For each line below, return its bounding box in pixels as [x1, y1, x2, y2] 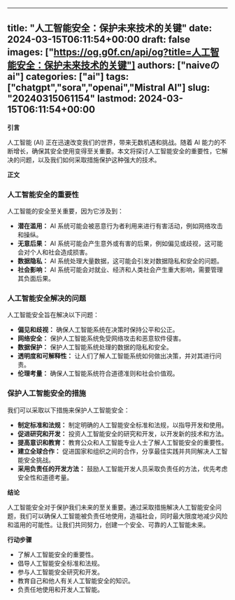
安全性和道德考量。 [17, 473, 73, 482]
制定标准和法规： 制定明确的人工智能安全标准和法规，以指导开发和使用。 [17, 421, 228, 429]
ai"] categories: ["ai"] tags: [7, 71, 129, 83]
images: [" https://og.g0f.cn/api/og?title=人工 [7, 46, 211, 58]
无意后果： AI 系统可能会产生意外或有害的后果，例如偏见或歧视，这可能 [17, 239, 224, 248]
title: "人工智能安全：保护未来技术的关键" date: [7, 22, 212, 34]
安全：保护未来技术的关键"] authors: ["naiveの [16, 60, 220, 71]
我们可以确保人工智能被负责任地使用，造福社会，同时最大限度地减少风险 [19, 512, 228, 520]
